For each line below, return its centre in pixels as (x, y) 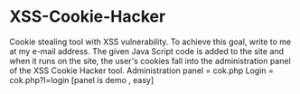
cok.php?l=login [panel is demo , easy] (82, 80)
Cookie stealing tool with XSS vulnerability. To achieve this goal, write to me (150, 42)
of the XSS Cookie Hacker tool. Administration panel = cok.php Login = (141, 70)
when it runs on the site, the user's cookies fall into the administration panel (150, 61)
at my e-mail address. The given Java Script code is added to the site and (147, 51)
